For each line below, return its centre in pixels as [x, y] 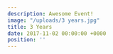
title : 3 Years [30, 27]
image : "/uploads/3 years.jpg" [54, 20]
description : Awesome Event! [50, 14]
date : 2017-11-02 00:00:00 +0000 [57, 33]
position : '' [27, 40]
